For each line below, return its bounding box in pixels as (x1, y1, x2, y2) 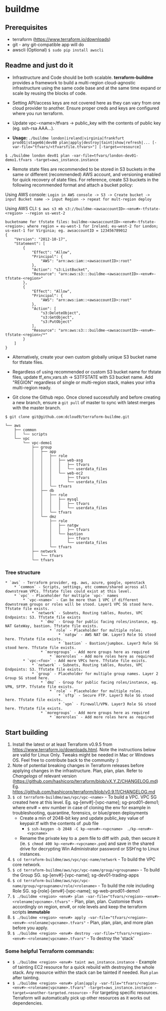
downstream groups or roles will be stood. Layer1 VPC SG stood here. (5, 602, 154, 607)
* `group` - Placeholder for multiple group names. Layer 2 (31, 671, 159, 676)
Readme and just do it (5, 61, 73, 70)
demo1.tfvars (5, 157, 32, 162)
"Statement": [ (14, 241, 46, 246)
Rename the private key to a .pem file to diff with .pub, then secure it (19, 835, 160, 841)
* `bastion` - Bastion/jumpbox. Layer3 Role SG (58, 641, 159, 646)
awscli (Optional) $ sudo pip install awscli (12, 47, 104, 53)
